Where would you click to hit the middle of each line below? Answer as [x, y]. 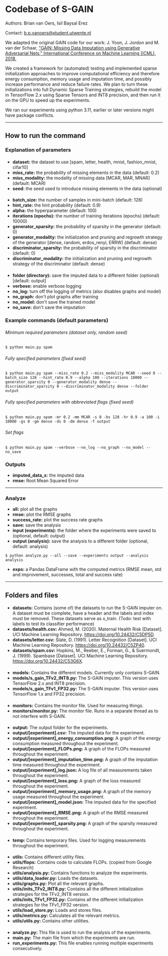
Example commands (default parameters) [57, 320]
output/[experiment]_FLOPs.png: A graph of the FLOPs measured [81, 749]
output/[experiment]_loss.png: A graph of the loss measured [76, 781]
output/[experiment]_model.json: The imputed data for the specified [84, 802]
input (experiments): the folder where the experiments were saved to [84, 530]
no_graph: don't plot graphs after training [55, 297]
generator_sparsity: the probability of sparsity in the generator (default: [87, 227]
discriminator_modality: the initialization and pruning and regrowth [82, 259]
